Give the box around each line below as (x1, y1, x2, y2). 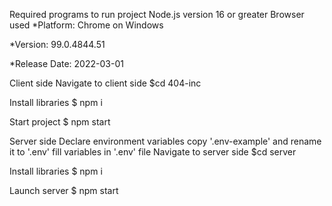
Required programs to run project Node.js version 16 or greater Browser (9, 9, 305, 20)
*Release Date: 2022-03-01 (9, 58, 124, 69)
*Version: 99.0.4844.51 (9, 39, 106, 50)
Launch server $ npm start (9, 185, 119, 196)
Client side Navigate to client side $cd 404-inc (9, 77, 202, 89)
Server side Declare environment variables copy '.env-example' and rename (9, 135, 322, 147)
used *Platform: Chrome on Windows (9, 19, 164, 31)
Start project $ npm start (9, 116, 111, 128)
